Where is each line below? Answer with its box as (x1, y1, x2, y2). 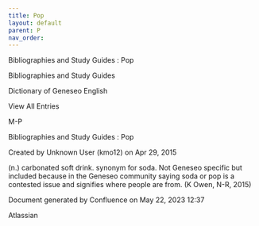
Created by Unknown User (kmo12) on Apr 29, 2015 (8, 147, 177, 157)
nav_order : (8, 33, 44, 42)
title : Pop (8, 11, 44, 20)
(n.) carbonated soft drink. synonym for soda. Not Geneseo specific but (8, 163, 242, 173)
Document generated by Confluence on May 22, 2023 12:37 (8, 195, 205, 205)
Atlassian (8, 211, 38, 220)
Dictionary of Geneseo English (8, 86, 108, 96)
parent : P (8, 26, 41, 34)
